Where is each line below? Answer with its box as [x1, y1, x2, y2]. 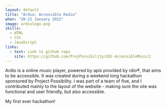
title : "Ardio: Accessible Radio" [5, 12, 77, 17]
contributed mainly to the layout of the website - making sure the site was [5, 83, 157, 89]
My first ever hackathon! [5, 98, 56, 104]
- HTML [9, 30, 23, 35]
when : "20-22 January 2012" [5, 16, 64, 21]
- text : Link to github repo [9, 49, 70, 54]
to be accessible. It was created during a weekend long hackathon [5, 73, 142, 79]
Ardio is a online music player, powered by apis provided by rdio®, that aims [5, 67, 161, 73]
